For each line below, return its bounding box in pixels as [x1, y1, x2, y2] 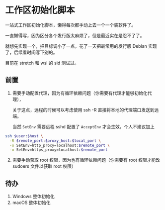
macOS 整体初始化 [12, 200, 51, 206]
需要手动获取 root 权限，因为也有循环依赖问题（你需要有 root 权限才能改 [12, 157, 161, 163]
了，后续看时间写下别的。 [5, 49, 58, 55]
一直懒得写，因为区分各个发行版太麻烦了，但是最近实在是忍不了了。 [5, 32, 145, 38]
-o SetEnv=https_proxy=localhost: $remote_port [9, 147, 108, 152]
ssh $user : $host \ [5, 133, 43, 138]
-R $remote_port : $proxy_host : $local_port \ [9, 138, 101, 143]
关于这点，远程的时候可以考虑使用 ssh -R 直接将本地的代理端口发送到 [12, 106, 155, 112]
